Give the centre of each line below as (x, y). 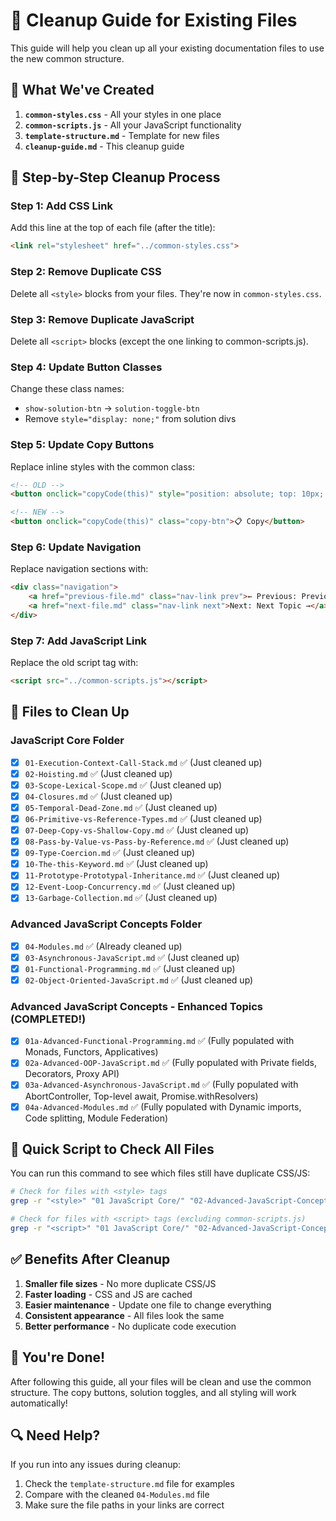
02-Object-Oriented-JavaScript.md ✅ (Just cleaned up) (139, 980)
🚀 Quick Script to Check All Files (112, 1149)
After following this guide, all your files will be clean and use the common (161, 1381)
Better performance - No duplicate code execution (130, 1326)
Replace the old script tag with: (74, 663)
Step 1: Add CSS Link (61, 206)
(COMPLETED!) (48, 1019)
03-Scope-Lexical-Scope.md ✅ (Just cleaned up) (123, 785)
